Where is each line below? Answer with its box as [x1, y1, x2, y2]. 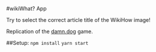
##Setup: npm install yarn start [6, 40, 89, 46]
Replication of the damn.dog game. [6, 28, 93, 35]
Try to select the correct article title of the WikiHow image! [6, 17, 151, 23]
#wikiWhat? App [6, 5, 47, 12]
